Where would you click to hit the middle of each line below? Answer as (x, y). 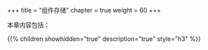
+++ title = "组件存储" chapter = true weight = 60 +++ (84, 10)
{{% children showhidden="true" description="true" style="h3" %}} (104, 39)
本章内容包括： (28, 25)
